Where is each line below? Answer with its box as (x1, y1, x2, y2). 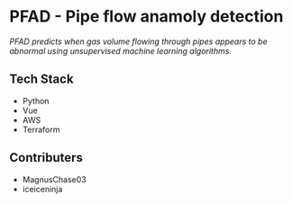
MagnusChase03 (22, 173, 87, 185)
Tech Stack (9, 72, 74, 87)
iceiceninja (22, 183, 63, 194)
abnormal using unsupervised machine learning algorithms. (9, 45, 233, 56)
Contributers (9, 150, 84, 165)
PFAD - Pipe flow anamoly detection (9, 6, 284, 27)
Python (22, 95, 50, 106)
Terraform (22, 124, 60, 135)
